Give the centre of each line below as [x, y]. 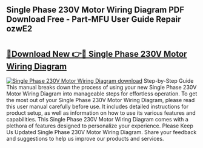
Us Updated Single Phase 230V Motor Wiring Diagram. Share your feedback [101, 132]
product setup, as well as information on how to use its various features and [101, 113]
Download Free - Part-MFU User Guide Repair [94, 20]
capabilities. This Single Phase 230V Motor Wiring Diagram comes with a [98, 119]
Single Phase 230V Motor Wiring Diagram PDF [95, 10]
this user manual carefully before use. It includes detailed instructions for [98, 106]
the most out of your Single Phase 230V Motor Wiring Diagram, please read [101, 100]
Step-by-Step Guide [168, 81]
